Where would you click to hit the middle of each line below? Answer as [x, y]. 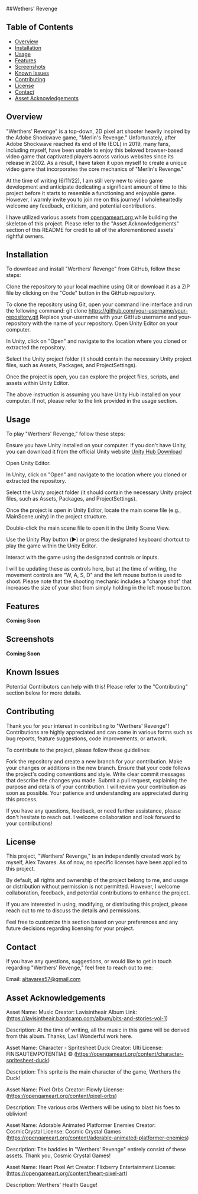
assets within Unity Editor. [38, 383]
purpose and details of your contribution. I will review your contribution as [96, 787]
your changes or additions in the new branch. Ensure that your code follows [98, 768]
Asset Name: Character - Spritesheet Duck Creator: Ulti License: [85, 1047]
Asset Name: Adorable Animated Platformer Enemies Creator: [81, 1125]
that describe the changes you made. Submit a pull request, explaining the [97, 780]
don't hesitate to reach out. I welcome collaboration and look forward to [93, 817]
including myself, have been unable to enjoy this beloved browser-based [95, 150]
